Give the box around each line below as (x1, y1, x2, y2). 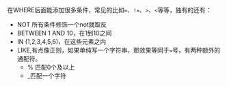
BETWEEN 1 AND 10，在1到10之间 (16, 29, 112, 37)
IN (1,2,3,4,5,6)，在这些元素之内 (16, 38, 107, 46)
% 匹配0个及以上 (27, 63, 75, 71)
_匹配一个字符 (27, 72, 66, 80)
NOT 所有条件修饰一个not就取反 (16, 20, 107, 29)
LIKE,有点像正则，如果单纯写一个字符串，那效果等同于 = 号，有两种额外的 (16, 46, 221, 54)
